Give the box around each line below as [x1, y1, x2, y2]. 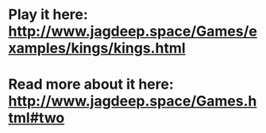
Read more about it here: [8, 75, 175, 93]
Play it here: [8, 6, 89, 24]
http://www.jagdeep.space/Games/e [8, 22, 258, 40]
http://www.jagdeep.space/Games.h [8, 93, 257, 110]
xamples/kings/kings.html [8, 40, 186, 57]
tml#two [8, 109, 65, 127]
